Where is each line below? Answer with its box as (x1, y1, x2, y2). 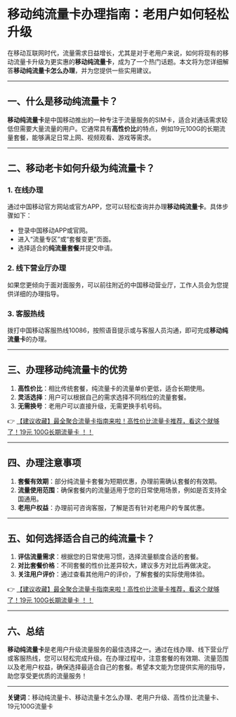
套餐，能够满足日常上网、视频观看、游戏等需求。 (13, 133, 155, 142)
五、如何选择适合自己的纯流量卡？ (7, 532, 155, 544)
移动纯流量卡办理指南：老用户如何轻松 (7, 6, 230, 23)
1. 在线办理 (7, 185, 44, 195)
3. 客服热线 (7, 308, 45, 318)
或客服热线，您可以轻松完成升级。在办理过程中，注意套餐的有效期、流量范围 (7, 654, 229, 663)
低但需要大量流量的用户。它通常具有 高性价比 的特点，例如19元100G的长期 (7, 124, 220, 132)
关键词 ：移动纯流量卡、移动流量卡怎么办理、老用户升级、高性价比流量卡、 (7, 693, 223, 702)
